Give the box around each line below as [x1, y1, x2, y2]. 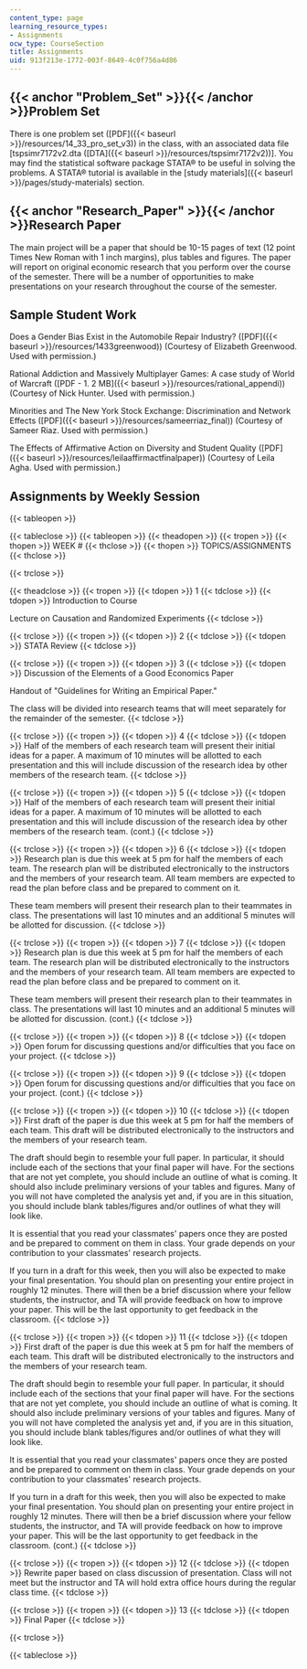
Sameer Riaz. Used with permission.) [9, 425, 149, 436]
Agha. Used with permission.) [9, 462, 122, 473]
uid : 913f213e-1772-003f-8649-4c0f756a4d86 [9, 56, 178, 65]
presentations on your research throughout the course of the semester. [9, 281, 278, 292]
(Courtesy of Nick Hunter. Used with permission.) [9, 388, 196, 399]
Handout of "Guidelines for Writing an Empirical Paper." [9, 686, 217, 696]
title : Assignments [9, 48, 84, 57]
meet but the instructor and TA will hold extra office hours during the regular [9, 1578, 297, 1589]
